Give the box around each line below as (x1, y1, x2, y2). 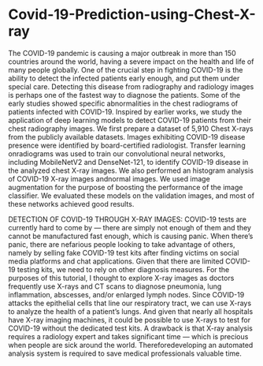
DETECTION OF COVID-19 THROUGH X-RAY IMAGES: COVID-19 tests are (8, 215, 246, 224)
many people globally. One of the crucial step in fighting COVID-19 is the (8, 65, 243, 74)
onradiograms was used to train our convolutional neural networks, (8, 148, 226, 159)
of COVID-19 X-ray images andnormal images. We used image (8, 174, 210, 183)
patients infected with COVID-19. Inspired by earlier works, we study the (8, 106, 243, 116)
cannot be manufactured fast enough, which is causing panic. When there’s (8, 231, 254, 241)
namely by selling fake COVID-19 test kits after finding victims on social (8, 248, 239, 257)
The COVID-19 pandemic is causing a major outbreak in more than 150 (8, 48, 236, 58)
